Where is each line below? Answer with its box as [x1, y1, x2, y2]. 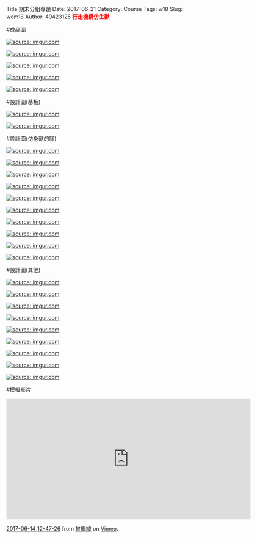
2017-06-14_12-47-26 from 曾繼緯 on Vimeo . [6, 525, 119, 532]
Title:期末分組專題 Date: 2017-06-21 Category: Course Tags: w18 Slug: [6, 6, 183, 12]
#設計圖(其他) [6, 267, 41, 273]
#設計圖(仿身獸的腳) [6, 135, 57, 142]
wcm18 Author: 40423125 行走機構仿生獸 [6, 13, 110, 20]
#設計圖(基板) [6, 98, 41, 105]
